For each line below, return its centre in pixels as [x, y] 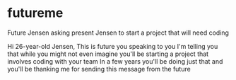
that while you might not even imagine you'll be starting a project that [108, 54]
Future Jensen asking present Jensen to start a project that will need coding [118, 33]
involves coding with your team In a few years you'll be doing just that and [115, 61]
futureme [35, 13]
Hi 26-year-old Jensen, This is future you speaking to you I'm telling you [113, 46]
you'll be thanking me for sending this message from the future [99, 69]
